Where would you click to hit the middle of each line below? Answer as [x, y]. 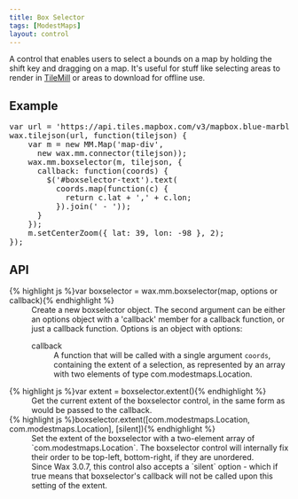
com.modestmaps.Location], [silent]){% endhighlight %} [112, 429]
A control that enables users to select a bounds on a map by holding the [141, 59]
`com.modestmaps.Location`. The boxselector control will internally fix [160, 448]
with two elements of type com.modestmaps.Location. [153, 374]
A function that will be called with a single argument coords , [162, 355]
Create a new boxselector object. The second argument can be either [158, 310]
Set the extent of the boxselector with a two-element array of [143, 438]
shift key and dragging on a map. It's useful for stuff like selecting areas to [145, 68]
